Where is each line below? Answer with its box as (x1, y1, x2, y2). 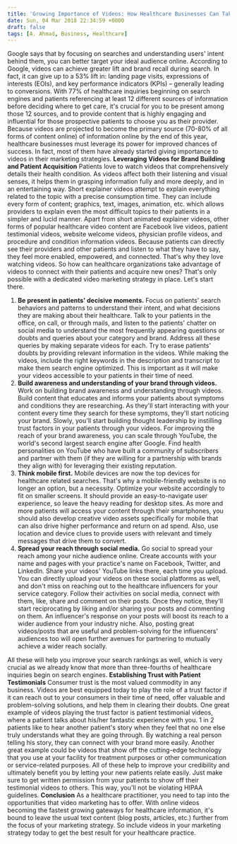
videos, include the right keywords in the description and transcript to (17, 357, 220, 365)
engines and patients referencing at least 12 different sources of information (7, 95, 229, 103)
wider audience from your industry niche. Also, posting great (17, 620, 195, 628)
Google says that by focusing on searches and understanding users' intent (7, 50, 224, 58)
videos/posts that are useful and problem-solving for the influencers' (17, 627, 219, 635)
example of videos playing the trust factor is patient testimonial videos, (7, 708, 213, 717)
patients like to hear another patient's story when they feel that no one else (7, 723, 226, 732)
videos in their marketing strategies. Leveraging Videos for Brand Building (7, 155, 226, 163)
